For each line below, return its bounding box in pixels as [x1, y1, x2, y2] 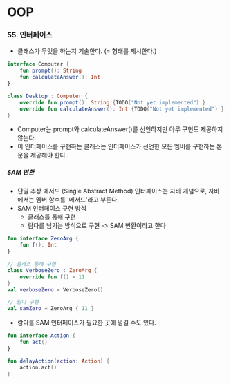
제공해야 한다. [30, 151, 68, 160]
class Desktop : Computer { [7, 93, 89, 99]
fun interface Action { [7, 332, 76, 339]
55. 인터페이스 [7, 30, 53, 40]
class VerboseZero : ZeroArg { [7, 267, 98, 273]
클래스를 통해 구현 [27, 213, 76, 221]
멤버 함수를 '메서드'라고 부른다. [35, 195, 120, 204]
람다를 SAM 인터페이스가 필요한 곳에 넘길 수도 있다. [17, 318, 157, 327]
